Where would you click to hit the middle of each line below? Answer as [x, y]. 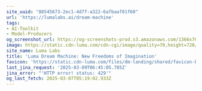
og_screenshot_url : [31, 40]
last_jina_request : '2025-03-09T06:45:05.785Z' [67, 67]
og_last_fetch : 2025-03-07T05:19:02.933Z [59, 78]
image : [14, 45]
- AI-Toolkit [23, 28]
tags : [13, 23]
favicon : [17, 62]
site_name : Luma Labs [33, 51]
